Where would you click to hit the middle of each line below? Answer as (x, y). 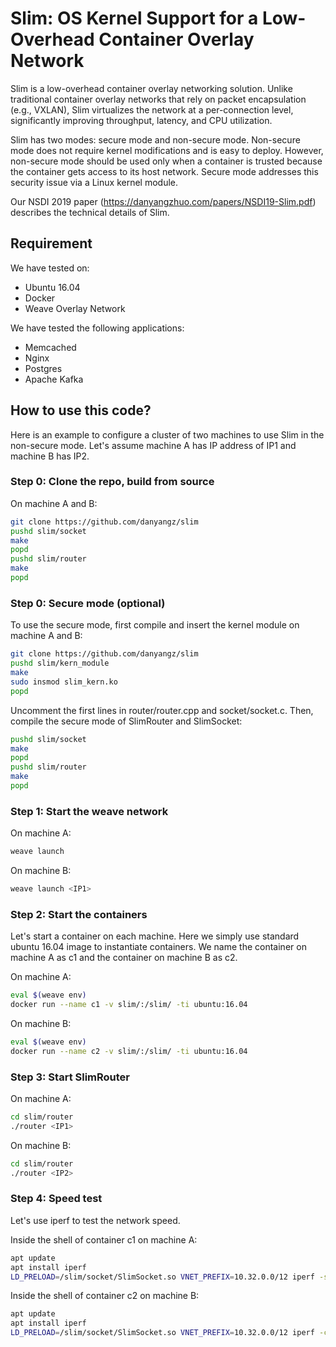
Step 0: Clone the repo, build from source (112, 482)
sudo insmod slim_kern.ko (64, 682)
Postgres (43, 368)
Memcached (50, 347)
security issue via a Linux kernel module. (94, 182)
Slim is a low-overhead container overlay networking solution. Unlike (151, 88)
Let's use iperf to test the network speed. (95, 1220)
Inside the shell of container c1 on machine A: (104, 1239)
